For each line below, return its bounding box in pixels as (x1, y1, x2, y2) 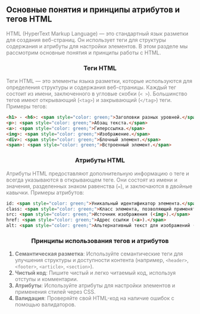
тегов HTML (6, 14, 52, 24)
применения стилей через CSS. (14, 288, 96, 295)
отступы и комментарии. (14, 276, 79, 283)
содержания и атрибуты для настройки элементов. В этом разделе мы (6, 42, 188, 50)
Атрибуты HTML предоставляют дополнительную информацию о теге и (6, 170, 189, 177)
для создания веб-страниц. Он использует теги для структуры (6, 36, 167, 44)
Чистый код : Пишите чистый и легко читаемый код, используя (14, 269, 176, 276)
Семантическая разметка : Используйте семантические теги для (14, 250, 183, 257)
